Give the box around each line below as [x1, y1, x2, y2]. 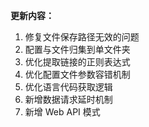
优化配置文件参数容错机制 [24, 69, 131, 80]
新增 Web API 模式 [24, 106, 101, 118]
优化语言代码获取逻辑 [24, 81, 113, 93]
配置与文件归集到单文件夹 [24, 44, 131, 55]
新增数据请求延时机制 [24, 94, 113, 105]
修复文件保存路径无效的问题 [24, 31, 140, 43]
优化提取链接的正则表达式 [24, 56, 131, 68]
